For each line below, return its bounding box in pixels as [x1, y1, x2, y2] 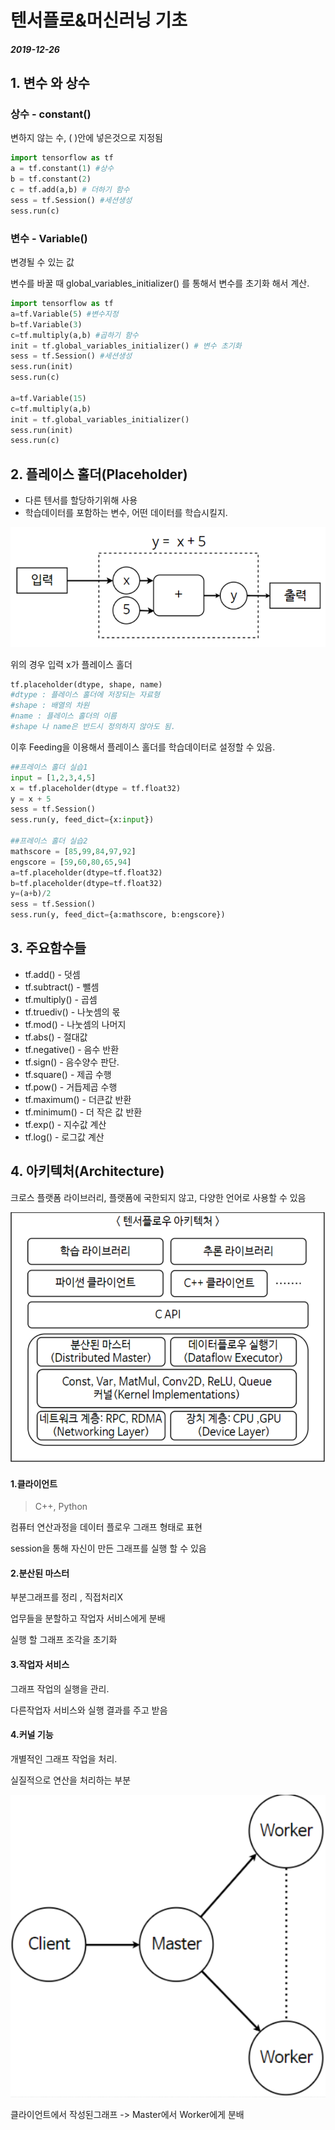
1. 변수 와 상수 [10, 75, 90, 92]
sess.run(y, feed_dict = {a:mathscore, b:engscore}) [10, 910, 226, 920]
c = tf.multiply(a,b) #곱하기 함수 [10, 330, 140, 340]
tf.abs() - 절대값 [24, 1031, 88, 1043]
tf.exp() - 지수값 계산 [24, 1118, 107, 1130]
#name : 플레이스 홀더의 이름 [10, 711, 118, 721]
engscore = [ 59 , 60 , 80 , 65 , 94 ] [10, 857, 132, 867]
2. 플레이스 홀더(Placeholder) [10, 466, 188, 483]
